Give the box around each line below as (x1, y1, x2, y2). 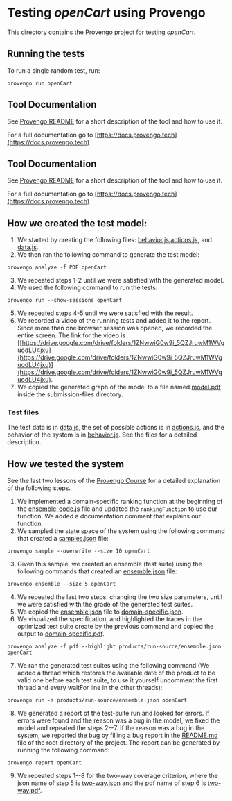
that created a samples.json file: (17, 534, 109, 543)
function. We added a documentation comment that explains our (17, 512, 202, 521)
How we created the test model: (7, 217, 148, 229)
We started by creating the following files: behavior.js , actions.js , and (17, 236, 213, 244)
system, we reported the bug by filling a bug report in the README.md (17, 731, 218, 740)
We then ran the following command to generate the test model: (17, 251, 199, 259)
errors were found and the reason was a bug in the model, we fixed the (17, 716, 220, 725)
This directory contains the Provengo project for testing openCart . (7, 28, 196, 36)
